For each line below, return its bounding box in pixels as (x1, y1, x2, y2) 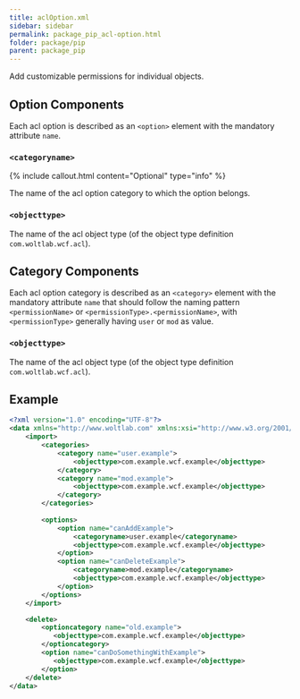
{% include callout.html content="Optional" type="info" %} (9, 171, 226, 182)
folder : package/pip (9, 38, 87, 47)
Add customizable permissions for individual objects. (9, 71, 204, 81)
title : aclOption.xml (9, 13, 90, 22)
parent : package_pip (9, 47, 87, 55)
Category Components (9, 263, 140, 278)
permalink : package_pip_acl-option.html (9, 30, 162, 38)
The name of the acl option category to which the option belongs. (9, 188, 251, 199)
